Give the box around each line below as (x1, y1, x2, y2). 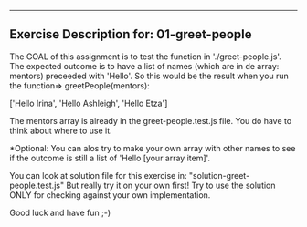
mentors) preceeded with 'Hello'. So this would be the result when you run (9, 70, 290, 81)
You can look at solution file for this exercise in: (9, 170, 187, 181)
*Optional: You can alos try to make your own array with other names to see (9, 142, 296, 153)
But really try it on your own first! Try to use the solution (66, 180, 276, 191)
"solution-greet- (188, 170, 250, 181)
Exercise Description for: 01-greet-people (9, 26, 252, 42)
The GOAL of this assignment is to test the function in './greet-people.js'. (9, 51, 281, 62)
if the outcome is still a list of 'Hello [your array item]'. (9, 152, 211, 163)
